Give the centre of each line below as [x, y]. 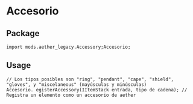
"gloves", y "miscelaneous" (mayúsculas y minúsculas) [77, 84]
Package [23, 33]
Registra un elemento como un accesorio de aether [71, 95]
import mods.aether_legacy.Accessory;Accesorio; [68, 47]
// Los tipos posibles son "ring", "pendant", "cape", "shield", [90, 79]
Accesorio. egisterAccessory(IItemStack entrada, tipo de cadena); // [97, 90]
